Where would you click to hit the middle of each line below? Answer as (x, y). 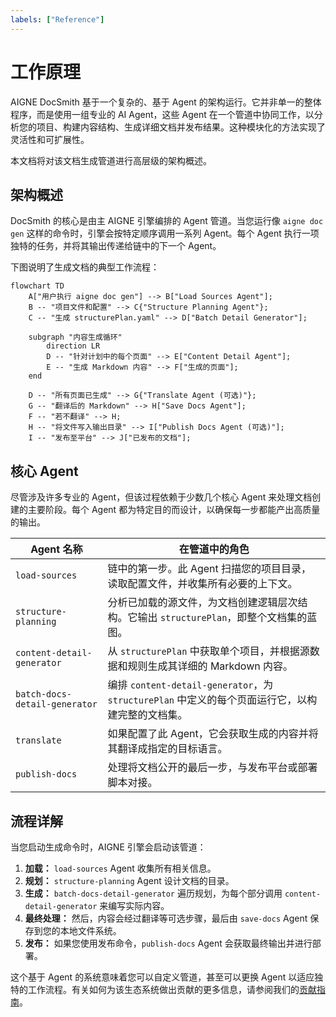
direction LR (73, 346)
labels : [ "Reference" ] (57, 19)
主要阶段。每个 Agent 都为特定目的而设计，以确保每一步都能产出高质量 (174, 510)
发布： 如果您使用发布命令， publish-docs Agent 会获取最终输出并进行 (168, 943)
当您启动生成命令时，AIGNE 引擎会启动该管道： (108, 847)
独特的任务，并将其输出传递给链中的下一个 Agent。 (116, 246)
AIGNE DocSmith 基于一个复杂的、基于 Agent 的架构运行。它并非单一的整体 (166, 102)
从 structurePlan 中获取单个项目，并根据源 (208, 651)
